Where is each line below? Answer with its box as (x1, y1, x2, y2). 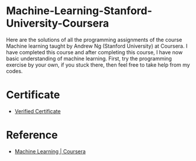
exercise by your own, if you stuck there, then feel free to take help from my (6, 61, 190, 68)
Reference (6, 129, 58, 142)
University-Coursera (6, 17, 109, 30)
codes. (6, 67, 23, 74)
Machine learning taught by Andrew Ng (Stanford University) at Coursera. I (6, 42, 188, 50)
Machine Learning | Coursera (14, 147, 86, 155)
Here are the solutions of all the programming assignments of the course (6, 36, 182, 43)
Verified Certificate (14, 107, 61, 114)
